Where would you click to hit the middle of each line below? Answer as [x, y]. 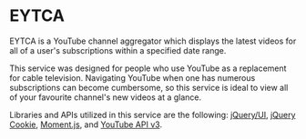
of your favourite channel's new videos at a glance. [106, 97]
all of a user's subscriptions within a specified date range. [118, 50]
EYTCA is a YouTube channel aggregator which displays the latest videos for [153, 41]
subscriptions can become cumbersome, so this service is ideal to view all [149, 87]
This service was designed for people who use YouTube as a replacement [148, 68]
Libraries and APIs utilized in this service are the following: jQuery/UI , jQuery [153, 114]
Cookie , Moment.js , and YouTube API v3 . [86, 124]
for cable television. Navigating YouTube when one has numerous [133, 77]
